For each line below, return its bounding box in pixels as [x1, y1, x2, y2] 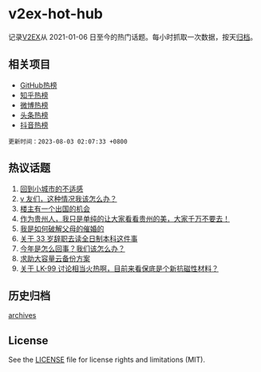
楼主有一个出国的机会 [19, 204, 90, 213]
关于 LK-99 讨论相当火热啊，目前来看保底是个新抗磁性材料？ [19, 264, 219, 273]
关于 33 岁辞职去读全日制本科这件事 [19, 233, 138, 243]
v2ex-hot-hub [8, 5, 104, 23]
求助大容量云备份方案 [19, 253, 90, 263]
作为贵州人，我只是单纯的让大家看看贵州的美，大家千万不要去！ [19, 213, 230, 223]
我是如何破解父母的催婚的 [19, 224, 105, 233]
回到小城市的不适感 [19, 184, 84, 194]
